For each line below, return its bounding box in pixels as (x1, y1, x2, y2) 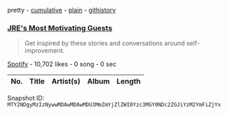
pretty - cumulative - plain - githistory (7, 6, 116, 14)
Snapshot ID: (7, 94, 45, 102)
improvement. (24, 47, 65, 55)
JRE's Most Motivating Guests (7, 23, 113, 33)
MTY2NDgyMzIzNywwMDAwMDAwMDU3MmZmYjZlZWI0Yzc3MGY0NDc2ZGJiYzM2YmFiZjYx (7, 101, 221, 109)
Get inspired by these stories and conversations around (24, 39, 185, 47)
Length (116, 77, 141, 86)
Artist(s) (51, 77, 81, 86)
